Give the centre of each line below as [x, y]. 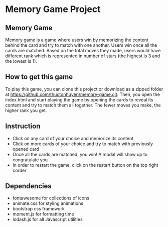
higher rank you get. [26, 110]
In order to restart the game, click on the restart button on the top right [85, 165]
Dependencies [28, 186]
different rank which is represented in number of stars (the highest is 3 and [83, 56]
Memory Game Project [53, 9]
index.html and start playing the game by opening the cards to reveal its [79, 99]
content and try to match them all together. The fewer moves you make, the [83, 105]
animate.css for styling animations [48, 203]
